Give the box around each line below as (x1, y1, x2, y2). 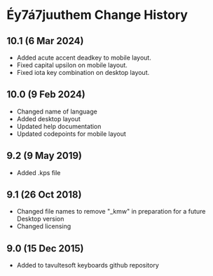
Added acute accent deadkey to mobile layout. (16, 53, 151, 62)
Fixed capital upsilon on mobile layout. (16, 61, 128, 69)
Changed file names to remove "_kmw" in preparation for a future (16, 207, 206, 216)
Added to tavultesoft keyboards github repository (16, 261, 159, 270)
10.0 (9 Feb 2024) (6, 88, 85, 101)
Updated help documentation (16, 122, 102, 130)
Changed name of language (16, 107, 97, 116)
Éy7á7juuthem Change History (6, 7, 188, 23)
